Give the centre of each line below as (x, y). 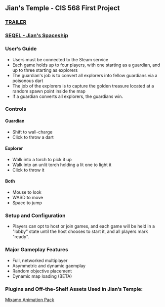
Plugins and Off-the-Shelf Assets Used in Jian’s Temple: (74, 289)
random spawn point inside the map (49, 91)
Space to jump (27, 203)
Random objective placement (42, 271)
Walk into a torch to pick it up (42, 159)
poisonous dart (28, 81)
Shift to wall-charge (32, 132)
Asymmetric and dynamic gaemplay (49, 265)
